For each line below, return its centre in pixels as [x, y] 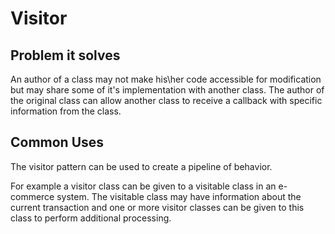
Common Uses [57, 142]
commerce [32, 196]
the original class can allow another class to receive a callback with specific [166, 100]
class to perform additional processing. [91, 218]
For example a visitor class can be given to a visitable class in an [143, 186]
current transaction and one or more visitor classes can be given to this [157, 207]
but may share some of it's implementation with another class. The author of [167, 90]
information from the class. [66, 111]
